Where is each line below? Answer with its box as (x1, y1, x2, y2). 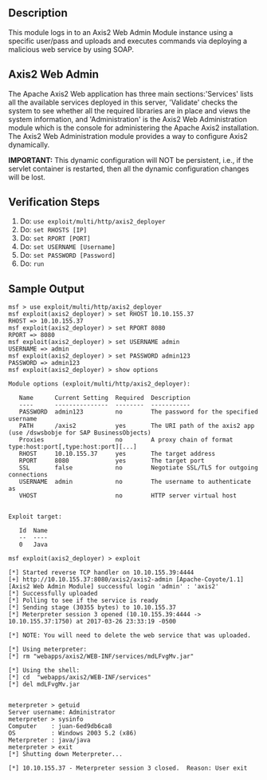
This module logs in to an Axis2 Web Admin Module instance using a (8, 27, 234, 37)
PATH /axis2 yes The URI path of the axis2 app (18, 422, 255, 430)
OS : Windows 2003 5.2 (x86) (8, 730, 137, 738)
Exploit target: (8, 513, 62, 521)
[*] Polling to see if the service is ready (8, 596, 159, 605)
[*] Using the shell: (8, 667, 80, 675)
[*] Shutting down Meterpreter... (8, 750, 124, 758)
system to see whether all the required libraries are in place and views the (8, 105, 251, 115)
